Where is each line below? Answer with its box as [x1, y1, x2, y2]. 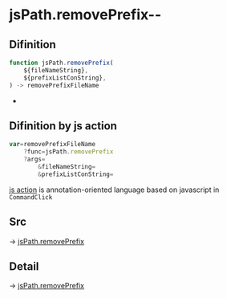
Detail [9, 259, 39, 273]
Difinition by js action [9, 119, 117, 133]
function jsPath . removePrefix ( [9, 59, 114, 67]
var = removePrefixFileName [9, 141, 95, 149]
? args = [23, 155, 46, 164]
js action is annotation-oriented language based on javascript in [9, 185, 220, 194]
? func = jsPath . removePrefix [23, 148, 114, 156]
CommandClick [9, 193, 53, 202]
